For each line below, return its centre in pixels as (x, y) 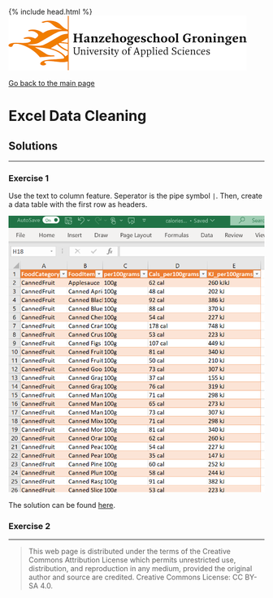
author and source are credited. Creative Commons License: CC (136, 577)
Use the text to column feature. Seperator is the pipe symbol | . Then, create (135, 196)
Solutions (33, 146)
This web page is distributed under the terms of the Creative (130, 552)
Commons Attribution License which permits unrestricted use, (132, 560)
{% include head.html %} (50, 12)
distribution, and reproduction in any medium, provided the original (140, 569)
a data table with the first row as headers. (78, 204)
